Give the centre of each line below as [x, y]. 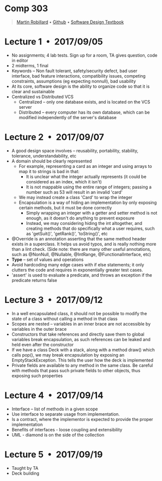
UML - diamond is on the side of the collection [58, 435]
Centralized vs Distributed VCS [42, 97]
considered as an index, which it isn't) [64, 181]
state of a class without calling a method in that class [65, 319]
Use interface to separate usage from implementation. [65, 414]
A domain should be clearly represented [52, 161]
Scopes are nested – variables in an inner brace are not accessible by [81, 324]
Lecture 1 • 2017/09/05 [54, 42]
